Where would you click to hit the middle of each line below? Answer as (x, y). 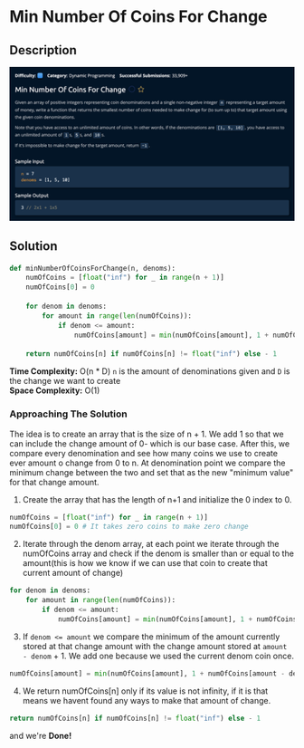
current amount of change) (73, 573)
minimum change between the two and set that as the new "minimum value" (152, 472)
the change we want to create (65, 381)
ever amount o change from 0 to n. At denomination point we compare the (147, 463)
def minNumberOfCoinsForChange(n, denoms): (93, 268)
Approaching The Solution (69, 414)
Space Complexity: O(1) (55, 390)
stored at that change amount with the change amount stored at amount (155, 646)
